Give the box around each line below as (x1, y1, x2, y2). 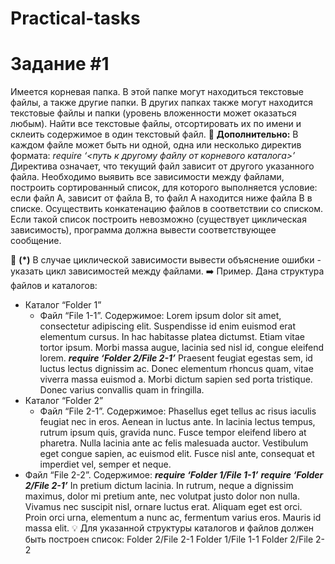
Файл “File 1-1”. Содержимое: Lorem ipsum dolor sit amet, (39, 310, 282, 322)
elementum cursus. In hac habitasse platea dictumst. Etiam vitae (39, 331, 305, 343)
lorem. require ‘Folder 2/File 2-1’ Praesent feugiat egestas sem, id (39, 352, 313, 364)
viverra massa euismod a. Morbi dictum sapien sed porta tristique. (39, 373, 313, 386)
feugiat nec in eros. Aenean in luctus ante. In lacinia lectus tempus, (39, 416, 316, 428)
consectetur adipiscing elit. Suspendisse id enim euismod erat (39, 320, 297, 332)
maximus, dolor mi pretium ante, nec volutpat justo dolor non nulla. (24, 490, 300, 502)
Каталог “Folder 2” (24, 395, 104, 407)
